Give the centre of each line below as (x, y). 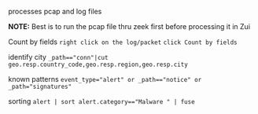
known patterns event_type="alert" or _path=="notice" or (105, 79)
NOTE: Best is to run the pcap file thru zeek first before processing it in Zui (129, 26)
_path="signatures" (40, 86)
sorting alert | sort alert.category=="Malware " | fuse (101, 101)
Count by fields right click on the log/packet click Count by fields (123, 42)
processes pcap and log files (55, 11)
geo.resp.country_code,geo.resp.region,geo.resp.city (98, 64)
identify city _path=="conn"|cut (58, 57)
